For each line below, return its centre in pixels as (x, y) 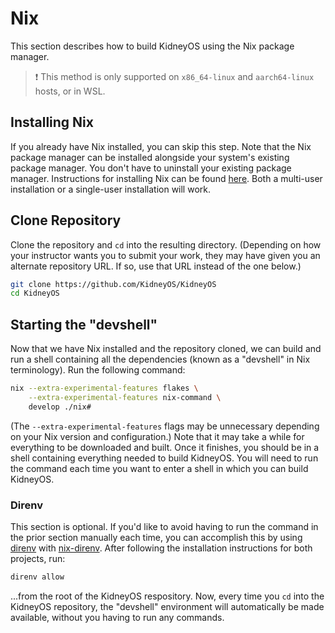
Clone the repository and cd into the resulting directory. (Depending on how (166, 244)
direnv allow (37, 577)
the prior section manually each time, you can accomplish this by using (156, 538)
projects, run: (38, 559)
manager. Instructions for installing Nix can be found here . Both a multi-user (166, 178)
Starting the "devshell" (84, 324)
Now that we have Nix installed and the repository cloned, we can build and (166, 349)
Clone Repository (66, 220)
